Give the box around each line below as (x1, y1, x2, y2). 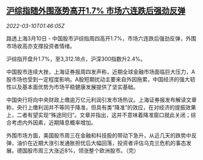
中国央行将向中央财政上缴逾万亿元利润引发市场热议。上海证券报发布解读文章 (6, 96, 197, 103)
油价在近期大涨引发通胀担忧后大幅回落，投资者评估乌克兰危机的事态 (16, 139, 186, 147)
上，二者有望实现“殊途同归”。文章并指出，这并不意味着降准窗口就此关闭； (6, 111, 192, 118)
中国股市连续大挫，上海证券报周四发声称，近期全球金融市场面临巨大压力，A (6, 68, 195, 75)
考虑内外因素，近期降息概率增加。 (11, 119, 97, 126)
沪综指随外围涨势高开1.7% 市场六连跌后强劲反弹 (6, 5, 186, 16)
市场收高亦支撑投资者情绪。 (6, 42, 76, 50)
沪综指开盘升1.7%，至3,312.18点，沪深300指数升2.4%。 (6, 55, 146, 62)
